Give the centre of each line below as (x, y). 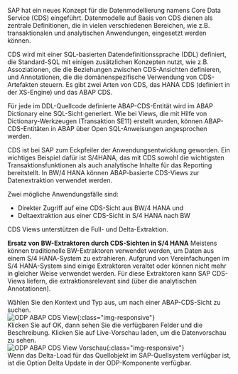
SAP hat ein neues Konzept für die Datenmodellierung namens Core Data (114, 10)
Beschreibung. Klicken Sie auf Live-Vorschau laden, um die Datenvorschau (117, 333)
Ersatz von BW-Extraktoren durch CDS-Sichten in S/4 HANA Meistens (112, 243)
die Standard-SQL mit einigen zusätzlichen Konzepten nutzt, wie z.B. (108, 62)
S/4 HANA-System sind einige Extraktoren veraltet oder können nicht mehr (117, 266)
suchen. (19, 310)
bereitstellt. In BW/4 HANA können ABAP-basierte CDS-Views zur (103, 173)
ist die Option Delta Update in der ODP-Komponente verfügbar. (99, 363)
